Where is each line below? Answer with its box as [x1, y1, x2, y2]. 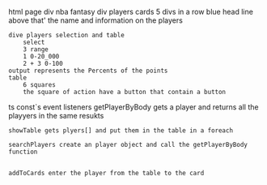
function [8, 148, 38, 156]
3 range [23, 45, 49, 54]
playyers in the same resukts [8, 111, 104, 120]
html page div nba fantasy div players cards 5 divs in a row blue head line [8, 7, 253, 16]
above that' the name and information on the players [8, 15, 184, 25]
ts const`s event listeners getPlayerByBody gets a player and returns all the [8, 102, 259, 112]
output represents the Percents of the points [8, 67, 168, 75]
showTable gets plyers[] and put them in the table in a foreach [8, 127, 233, 135]
